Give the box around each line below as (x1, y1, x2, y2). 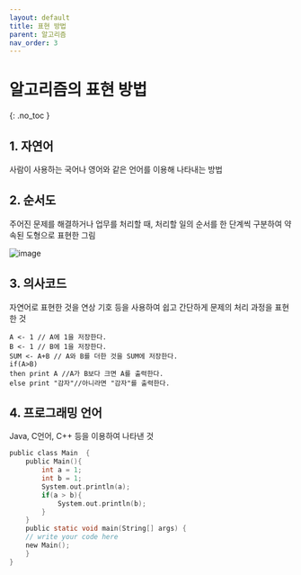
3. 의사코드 (9, 276, 67, 292)
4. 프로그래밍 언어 (9, 406, 103, 421)
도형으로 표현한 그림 (25, 229, 96, 240)
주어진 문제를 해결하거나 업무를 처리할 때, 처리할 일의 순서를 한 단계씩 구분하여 (9, 218, 283, 229)
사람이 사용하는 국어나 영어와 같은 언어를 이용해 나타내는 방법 (9, 164, 223, 175)
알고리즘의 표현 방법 (9, 80, 148, 100)
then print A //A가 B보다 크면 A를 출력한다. (9, 369, 164, 378)
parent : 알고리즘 (9, 30, 67, 39)
